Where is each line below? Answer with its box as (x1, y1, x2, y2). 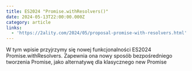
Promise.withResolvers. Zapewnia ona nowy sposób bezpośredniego (6, 52, 173, 59)
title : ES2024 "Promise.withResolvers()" (6, 8, 109, 15)
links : (6, 24, 22, 31)
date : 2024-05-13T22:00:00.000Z (6, 14, 85, 20)
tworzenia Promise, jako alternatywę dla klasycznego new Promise (6, 59, 167, 66)
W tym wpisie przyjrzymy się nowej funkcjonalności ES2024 (6, 46, 152, 53)
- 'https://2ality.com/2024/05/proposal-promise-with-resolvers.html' (11, 30, 187, 36)
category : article (6, 19, 51, 25)
